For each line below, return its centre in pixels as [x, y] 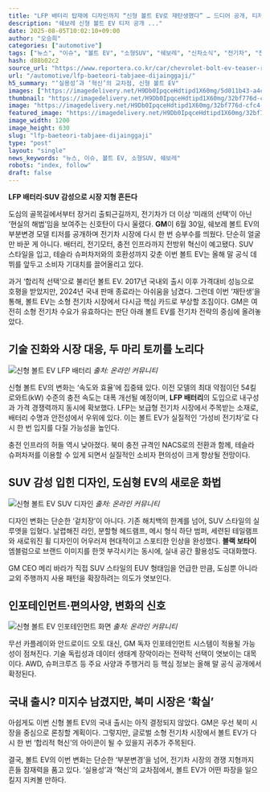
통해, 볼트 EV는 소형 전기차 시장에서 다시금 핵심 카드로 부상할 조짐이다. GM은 [129, 301]
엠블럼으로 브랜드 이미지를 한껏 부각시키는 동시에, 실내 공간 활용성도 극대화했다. [133, 551]
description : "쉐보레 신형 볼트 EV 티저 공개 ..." [86, 23]
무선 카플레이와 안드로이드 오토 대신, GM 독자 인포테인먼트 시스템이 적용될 [125, 644]
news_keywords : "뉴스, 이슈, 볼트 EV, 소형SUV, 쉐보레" [94, 158]
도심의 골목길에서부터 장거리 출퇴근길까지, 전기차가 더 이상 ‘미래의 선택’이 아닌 [130, 214]
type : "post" [30, 143]
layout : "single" [37, 151]
